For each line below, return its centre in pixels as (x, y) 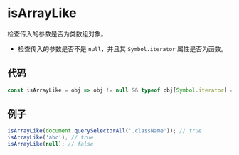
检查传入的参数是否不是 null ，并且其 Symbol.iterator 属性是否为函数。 (122, 48)
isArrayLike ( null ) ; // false (51, 144)
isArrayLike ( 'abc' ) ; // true (51, 138)
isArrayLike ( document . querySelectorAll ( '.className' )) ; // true (105, 131)
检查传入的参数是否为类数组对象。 (57, 33)
